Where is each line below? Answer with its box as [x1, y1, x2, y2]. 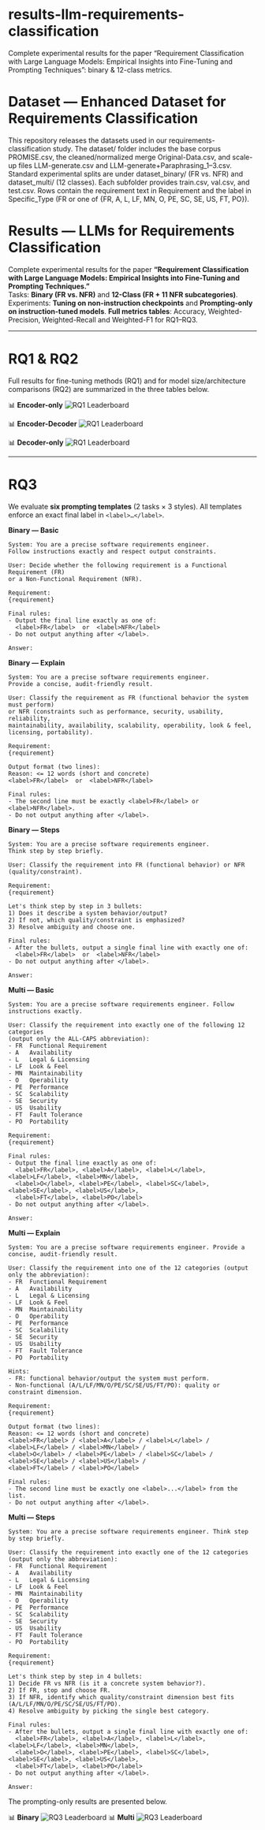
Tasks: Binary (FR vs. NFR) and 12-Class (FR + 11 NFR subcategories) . [8, 289, 238, 299]
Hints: [8, 1367, 30, 1375]
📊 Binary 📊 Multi [8, 1812, 135, 1822]
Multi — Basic [8, 985, 54, 994]
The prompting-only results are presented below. [8, 1796, 168, 1806]
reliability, [8, 714, 51, 722]
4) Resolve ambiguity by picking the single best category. [8, 1707, 211, 1715]
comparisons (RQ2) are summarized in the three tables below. [8, 384, 210, 393]
